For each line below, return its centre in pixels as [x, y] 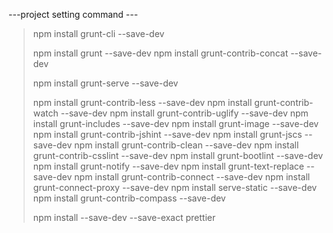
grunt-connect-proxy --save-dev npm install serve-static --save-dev [175, 187]
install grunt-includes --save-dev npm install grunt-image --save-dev [176, 123]
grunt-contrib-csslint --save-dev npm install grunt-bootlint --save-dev [178, 155]
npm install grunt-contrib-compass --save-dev [129, 198]
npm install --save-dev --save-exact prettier [124, 217]
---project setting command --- [73, 14]
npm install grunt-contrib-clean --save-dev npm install [187, 145]
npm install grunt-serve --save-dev [105, 83]
